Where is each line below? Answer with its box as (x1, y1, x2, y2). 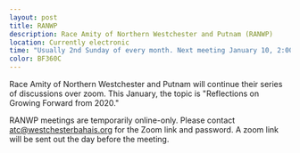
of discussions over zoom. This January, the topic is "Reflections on (9, 88, 260, 99)
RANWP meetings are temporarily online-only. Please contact (9, 115, 236, 125)
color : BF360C (9, 54, 62, 63)
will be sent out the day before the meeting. (9, 134, 170, 144)
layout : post (9, 12, 58, 22)
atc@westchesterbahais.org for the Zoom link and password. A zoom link (9, 125, 279, 134)
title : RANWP (9, 21, 58, 30)
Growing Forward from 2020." (9, 98, 120, 108)
